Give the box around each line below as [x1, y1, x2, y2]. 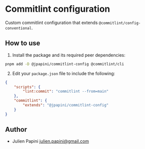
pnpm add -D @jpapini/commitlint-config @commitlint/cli [5, 61, 124, 67]
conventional [5, 25, 32, 30]
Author [5, 125, 27, 134]
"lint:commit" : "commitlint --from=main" [23, 89, 109, 94]
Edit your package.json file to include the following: [12, 70, 116, 76]
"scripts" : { [14, 84, 41, 89]
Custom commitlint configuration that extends [5, 20, 98, 25]
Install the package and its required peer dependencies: [12, 52, 125, 58]
